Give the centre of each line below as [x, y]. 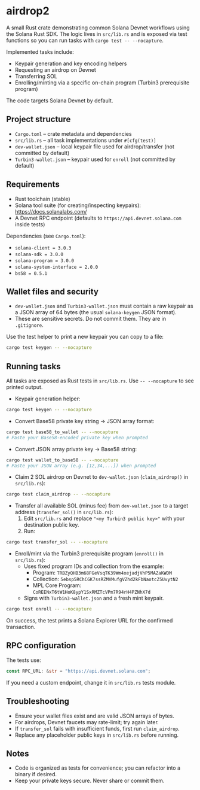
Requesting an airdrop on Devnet [56, 69]
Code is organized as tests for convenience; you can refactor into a [98, 768]
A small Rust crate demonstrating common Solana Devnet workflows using [98, 28]
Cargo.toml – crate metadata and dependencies [73, 133]
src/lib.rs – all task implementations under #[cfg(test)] [85, 140]
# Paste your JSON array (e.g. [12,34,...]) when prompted [81, 466]
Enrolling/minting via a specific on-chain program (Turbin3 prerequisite [102, 83]
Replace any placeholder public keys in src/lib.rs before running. [97, 735]
